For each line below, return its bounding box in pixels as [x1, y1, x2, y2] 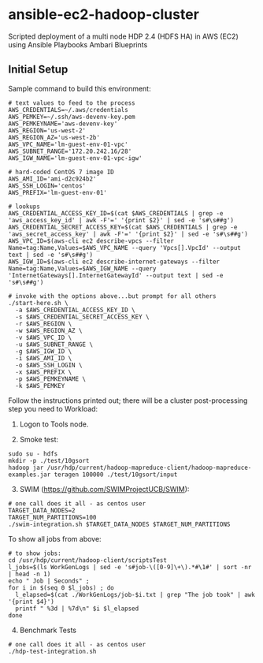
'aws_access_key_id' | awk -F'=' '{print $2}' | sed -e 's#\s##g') [8, 216, 235, 224]
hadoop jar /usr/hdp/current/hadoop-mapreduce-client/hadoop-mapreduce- [8, 464, 252, 471]
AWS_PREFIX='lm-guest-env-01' [8, 188, 108, 196]
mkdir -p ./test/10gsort [8, 456, 90, 464]
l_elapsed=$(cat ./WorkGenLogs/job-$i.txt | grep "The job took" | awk [15, 590, 256, 598]
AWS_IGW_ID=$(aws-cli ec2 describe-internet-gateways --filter [8, 258, 220, 266]
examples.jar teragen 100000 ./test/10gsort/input [8, 471, 178, 479]
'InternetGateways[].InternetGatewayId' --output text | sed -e [8, 271, 224, 279]
